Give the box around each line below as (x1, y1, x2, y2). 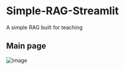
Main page (6, 41, 46, 51)
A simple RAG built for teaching (6, 24, 83, 31)
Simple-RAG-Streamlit (6, 4, 119, 18)
